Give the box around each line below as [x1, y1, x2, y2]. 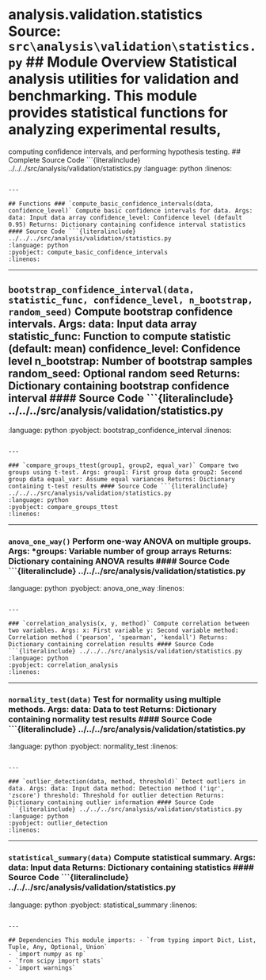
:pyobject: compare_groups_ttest [8, 503, 119, 511]
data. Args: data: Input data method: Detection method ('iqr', [8, 785, 225, 793]
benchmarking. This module [8, 87, 198, 105]
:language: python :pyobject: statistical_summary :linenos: [8, 900, 198, 909]
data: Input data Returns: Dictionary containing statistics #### [8, 862, 255, 873]
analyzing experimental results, [8, 121, 222, 139]
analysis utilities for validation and [8, 70, 239, 88]
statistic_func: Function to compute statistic [8, 330, 231, 343]
